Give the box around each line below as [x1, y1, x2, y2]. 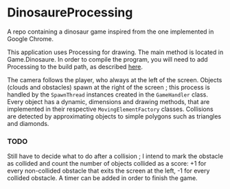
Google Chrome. [7, 34, 54, 42]
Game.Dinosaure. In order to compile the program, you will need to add [7, 55, 208, 63]
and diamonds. [7, 119, 49, 127]
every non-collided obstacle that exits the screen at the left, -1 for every [7, 166, 210, 175]
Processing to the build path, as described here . [7, 62, 143, 71]
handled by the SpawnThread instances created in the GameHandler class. [7, 90, 208, 99]
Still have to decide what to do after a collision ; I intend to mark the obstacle [7, 152, 224, 160]
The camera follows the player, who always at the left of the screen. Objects [7, 75, 222, 84]
